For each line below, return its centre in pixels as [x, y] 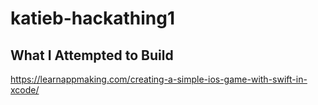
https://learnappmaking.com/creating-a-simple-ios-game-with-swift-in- [159, 79]
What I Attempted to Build [92, 55]
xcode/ [25, 90]
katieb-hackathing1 [92, 18]
